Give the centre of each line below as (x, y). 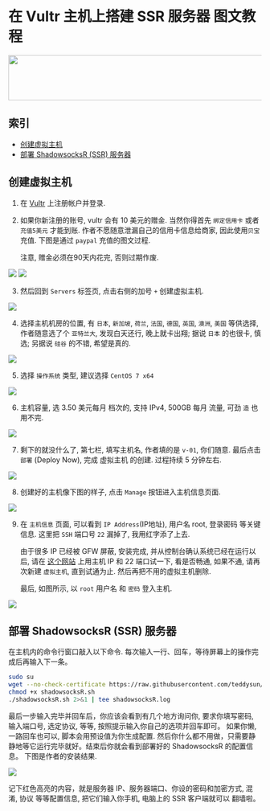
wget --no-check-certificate (57, 685)
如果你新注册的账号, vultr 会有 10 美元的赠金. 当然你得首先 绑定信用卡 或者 (139, 220)
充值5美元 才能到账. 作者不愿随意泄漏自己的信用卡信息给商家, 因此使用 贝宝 (140, 230)
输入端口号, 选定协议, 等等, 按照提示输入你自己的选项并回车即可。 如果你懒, (133, 726)
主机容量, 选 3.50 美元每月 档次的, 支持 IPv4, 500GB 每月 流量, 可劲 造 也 (139, 408)
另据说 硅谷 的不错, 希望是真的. (81, 343)
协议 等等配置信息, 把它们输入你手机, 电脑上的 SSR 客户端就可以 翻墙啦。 (139, 798)
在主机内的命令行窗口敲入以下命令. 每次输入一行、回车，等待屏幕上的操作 (130, 652)
